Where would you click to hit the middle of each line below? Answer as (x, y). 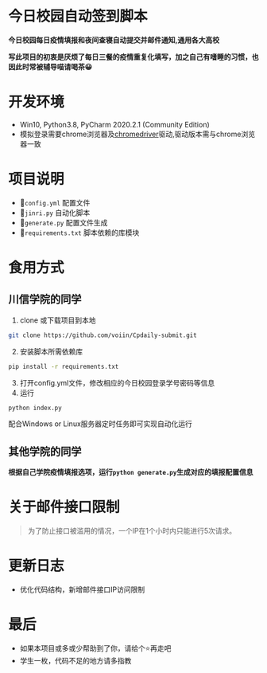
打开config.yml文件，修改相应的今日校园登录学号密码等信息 (117, 382)
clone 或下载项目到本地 (58, 320)
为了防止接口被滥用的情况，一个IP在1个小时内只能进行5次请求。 (132, 531)
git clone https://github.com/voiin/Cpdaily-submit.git (103, 335)
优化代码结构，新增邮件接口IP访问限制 (82, 589)
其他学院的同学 (45, 451)
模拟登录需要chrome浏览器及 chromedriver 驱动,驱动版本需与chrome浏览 (137, 134)
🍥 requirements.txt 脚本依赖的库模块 (79, 233)
